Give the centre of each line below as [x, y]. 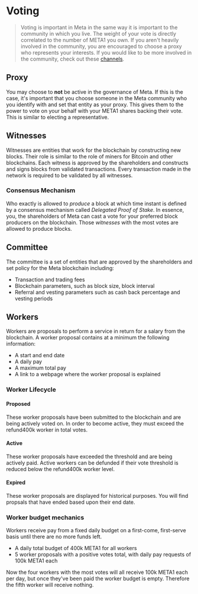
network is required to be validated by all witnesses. [69, 175]
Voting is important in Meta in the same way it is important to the [99, 27]
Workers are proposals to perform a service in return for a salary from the [96, 331]
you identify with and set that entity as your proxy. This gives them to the [95, 104]
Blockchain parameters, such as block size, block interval [85, 285]
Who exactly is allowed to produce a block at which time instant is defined [96, 204]
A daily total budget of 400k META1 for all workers [76, 548]
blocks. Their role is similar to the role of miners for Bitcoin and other [90, 156]
